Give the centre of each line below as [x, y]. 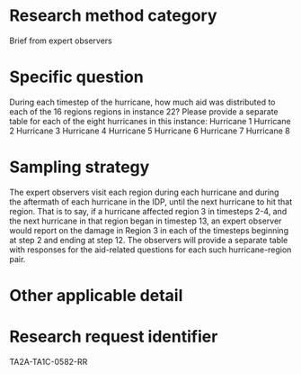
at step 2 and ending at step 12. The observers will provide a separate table [149, 240]
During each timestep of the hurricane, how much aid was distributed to [142, 102]
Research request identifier [114, 337]
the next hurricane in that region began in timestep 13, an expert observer [146, 221]
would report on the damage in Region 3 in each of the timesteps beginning [149, 230]
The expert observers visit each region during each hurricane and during [144, 192]
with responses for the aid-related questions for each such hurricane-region [150, 250]
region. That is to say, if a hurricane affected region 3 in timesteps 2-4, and [148, 211]
